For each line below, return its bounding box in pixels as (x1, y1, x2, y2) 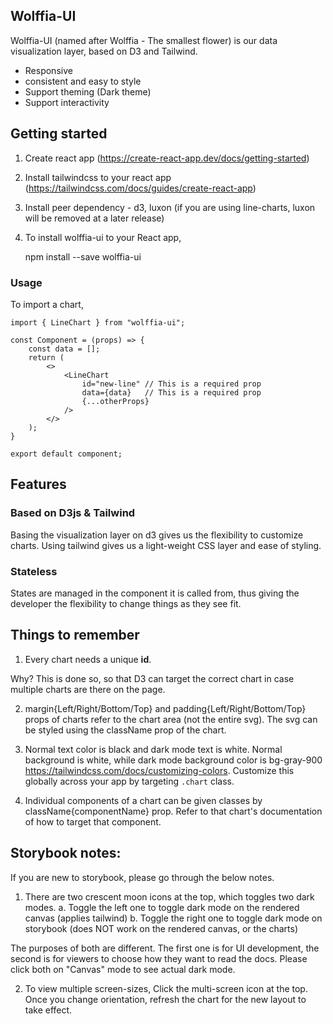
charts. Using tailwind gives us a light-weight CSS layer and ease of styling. (10, 539, 322, 551)
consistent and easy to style (24, 75, 142, 87)
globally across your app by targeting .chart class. (24, 775, 235, 787)
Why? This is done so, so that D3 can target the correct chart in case (10, 672, 295, 684)
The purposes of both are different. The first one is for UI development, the (10, 942, 320, 954)
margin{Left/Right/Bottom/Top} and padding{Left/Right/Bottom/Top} (24, 702, 307, 714)
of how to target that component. (24, 815, 162, 828)
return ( (28, 352, 65, 363)
